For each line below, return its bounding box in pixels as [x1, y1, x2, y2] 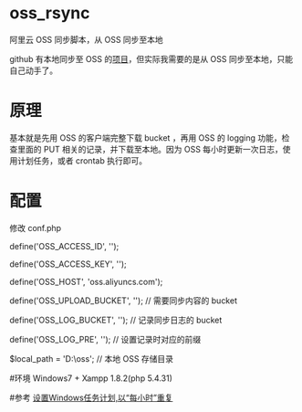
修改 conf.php [9, 222, 62, 233]
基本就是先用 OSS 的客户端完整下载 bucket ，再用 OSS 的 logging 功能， [9, 132, 283, 143]
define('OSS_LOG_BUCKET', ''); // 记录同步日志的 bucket [9, 314, 223, 325]
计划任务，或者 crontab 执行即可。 [16, 154, 148, 166]
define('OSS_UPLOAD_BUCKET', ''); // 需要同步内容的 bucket [9, 295, 237, 306]
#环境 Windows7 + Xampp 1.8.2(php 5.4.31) [9, 373, 173, 384]
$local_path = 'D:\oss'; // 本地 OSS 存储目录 [9, 353, 174, 364]
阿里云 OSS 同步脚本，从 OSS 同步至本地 [9, 34, 164, 45]
